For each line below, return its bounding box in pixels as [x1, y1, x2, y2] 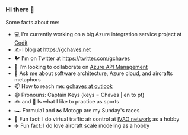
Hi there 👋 [5, 5, 35, 14]
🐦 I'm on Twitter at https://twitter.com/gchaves [14, 55, 130, 62]
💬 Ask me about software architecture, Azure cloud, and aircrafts [14, 70, 173, 77]
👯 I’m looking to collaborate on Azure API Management [14, 64, 148, 71]
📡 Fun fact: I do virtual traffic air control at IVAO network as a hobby [14, 115, 180, 123]
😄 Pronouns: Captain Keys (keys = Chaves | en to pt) [14, 92, 145, 99]
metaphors [14, 76, 41, 83]
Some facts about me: [5, 19, 60, 26]
